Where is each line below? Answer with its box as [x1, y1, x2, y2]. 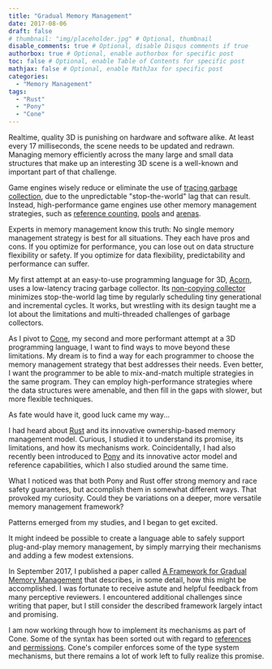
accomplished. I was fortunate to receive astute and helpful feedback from [8, 584, 258, 593]
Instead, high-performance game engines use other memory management [8, 200, 257, 210]
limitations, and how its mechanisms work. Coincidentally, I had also [8, 443, 236, 452]
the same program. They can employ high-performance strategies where [8, 377, 253, 386]
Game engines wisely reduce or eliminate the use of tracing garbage [8, 183, 238, 192]
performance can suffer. [8, 259, 90, 268]
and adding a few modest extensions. [8, 550, 134, 560]
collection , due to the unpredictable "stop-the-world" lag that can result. [8, 192, 251, 201]
